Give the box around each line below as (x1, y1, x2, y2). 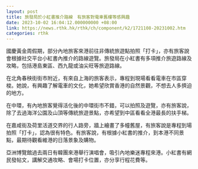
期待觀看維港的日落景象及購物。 (21, 137, 99, 144)
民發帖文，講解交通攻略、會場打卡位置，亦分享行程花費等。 (6, 157, 151, 164)
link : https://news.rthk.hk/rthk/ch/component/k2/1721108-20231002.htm (6, 25, 186, 31)
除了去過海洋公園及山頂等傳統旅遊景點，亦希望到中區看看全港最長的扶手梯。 (6, 110, 192, 117)
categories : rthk (6, 31, 49, 37)
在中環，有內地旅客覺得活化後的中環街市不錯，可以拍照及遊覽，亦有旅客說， (6, 102, 192, 109)
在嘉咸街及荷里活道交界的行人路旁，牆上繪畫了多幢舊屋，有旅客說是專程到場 (6, 122, 192, 129)
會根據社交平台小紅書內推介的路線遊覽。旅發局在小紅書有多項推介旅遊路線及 (6, 55, 192, 62)
